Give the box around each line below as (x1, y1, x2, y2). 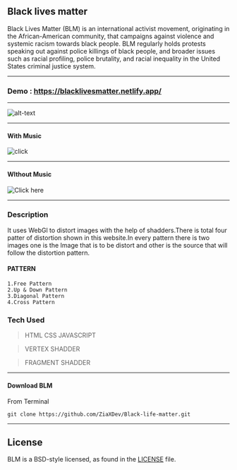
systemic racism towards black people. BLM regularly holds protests (7, 39, 206, 48)
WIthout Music (7, 169, 51, 179)
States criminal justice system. (7, 61, 97, 70)
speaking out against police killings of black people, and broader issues (7, 47, 216, 55)
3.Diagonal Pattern (7, 293, 65, 300)
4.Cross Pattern (7, 299, 55, 306)
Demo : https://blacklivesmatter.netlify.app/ (7, 86, 162, 96)
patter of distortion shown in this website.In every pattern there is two (7, 233, 210, 242)
